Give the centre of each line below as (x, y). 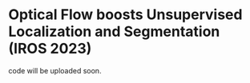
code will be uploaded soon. (55, 70)
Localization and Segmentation (114, 32)
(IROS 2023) (50, 49)
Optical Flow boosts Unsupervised (125, 15)
